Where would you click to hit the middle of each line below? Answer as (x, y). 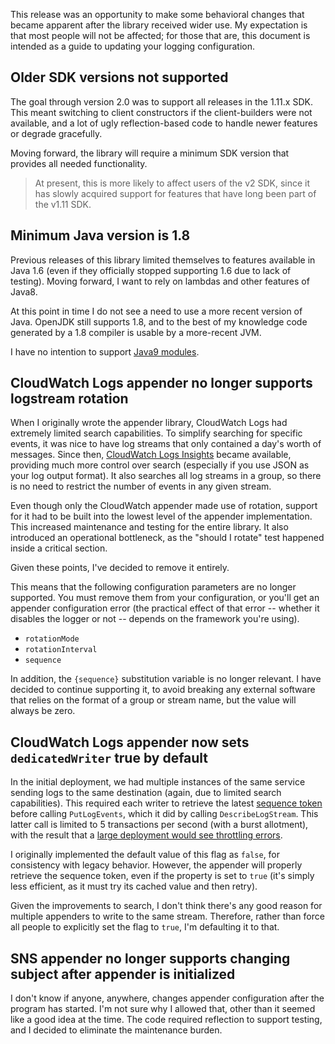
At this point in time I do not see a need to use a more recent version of (156, 311)
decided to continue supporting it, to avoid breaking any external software (163, 690)
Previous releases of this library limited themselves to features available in (163, 260)
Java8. (24, 291)
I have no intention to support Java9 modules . (105, 351)
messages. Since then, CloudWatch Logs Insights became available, (151, 455)
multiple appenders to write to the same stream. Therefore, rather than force (167, 916)
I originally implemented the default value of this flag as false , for (145, 855)
